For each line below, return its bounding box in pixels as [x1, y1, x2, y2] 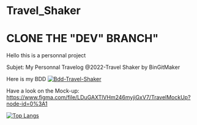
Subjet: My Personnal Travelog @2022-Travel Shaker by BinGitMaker [6, 63, 180, 71]
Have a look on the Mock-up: [6, 87, 80, 95]
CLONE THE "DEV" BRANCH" [6, 32, 159, 46]
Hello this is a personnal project [6, 52, 86, 59]
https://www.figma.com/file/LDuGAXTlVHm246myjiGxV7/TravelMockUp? [6, 94, 191, 101]
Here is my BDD [6, 76, 46, 83]
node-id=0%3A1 [6, 100, 48, 107]
